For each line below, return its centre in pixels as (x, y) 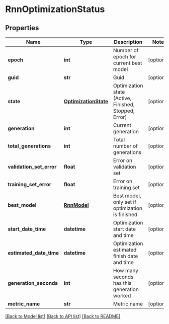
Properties (22, 28)
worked (122, 296)
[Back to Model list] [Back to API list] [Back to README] (63, 316)
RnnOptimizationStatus (55, 9)
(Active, (122, 98)
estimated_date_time (33, 253)
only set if (125, 202)
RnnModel (76, 205)
